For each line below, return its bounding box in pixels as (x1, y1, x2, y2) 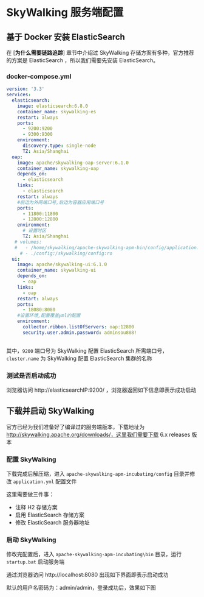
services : (6, 92, 32, 98)
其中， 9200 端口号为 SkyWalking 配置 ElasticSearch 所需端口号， (6, 347, 168, 354)
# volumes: (14, 239, 42, 245)
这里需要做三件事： (6, 491, 55, 498)
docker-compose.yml (6, 72, 72, 80)
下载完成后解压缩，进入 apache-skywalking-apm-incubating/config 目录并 (6, 470, 190, 478)
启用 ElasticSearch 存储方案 (15, 511, 85, 518)
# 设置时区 (22, 228, 47, 234)
